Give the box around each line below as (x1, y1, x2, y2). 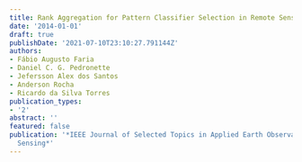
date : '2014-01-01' (9, 22, 83, 31)
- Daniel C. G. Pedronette (9, 64, 111, 73)
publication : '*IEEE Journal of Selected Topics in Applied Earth (9, 130, 263, 139)
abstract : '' (9, 113, 58, 122)
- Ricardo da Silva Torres (9, 88, 111, 97)
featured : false (9, 122, 70, 131)
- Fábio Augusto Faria (9, 55, 94, 64)
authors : (9, 47, 42, 56)
